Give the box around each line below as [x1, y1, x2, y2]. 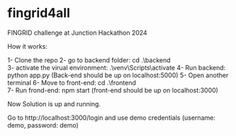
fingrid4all [7, 5, 71, 21]
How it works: [7, 42, 48, 50]
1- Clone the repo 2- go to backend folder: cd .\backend [7, 55, 172, 64]
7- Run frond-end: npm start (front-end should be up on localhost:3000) [7, 86, 218, 94]
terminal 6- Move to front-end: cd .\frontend [7, 78, 137, 86]
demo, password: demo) [7, 120, 79, 129]
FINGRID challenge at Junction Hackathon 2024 [7, 28, 147, 37]
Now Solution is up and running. [7, 99, 101, 108]
